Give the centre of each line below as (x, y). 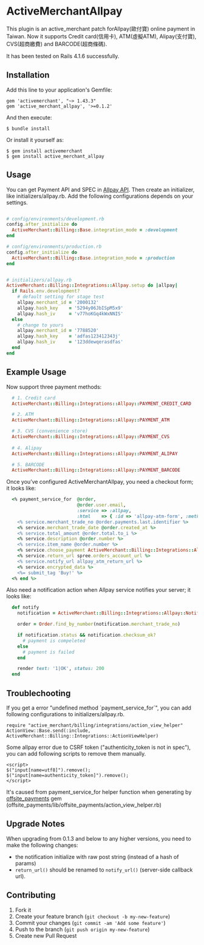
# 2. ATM (23, 415)
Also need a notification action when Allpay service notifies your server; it (99, 590)
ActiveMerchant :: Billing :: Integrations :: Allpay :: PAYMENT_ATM (91, 420)
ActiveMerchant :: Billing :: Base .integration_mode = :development (95, 230)
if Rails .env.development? (46, 291)
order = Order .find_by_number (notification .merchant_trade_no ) (99, 624)
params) (25, 863)
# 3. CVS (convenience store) (50, 431)
